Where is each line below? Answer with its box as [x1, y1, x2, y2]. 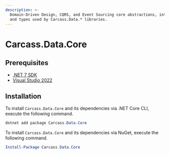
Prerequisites [5, 59, 49, 67]
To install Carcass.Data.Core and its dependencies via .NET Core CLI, [5, 106, 149, 112]
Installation [5, 92, 41, 100]
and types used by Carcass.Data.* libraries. [10, 17, 108, 22]
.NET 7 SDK [12, 72, 37, 78]
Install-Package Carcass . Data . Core [5, 145, 80, 150]
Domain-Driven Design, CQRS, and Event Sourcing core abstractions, [10, 12, 157, 17]
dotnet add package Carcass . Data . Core [5, 121, 87, 126]
